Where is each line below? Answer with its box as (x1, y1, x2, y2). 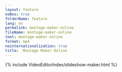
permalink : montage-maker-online (5, 25, 74, 30)
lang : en (5, 21, 23, 26)
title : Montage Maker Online (5, 48, 68, 53)
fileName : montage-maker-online (5, 30, 72, 35)
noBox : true (5, 12, 30, 17)
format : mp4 (5, 39, 30, 44)
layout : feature (5, 7, 39, 12)
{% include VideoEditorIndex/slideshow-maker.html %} (5, 62, 118, 68)
